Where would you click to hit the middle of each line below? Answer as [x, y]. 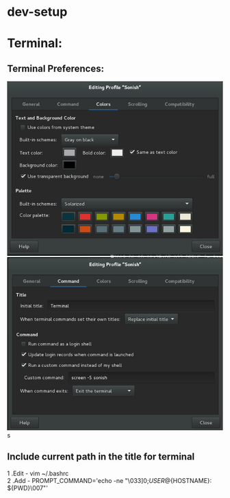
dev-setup [37, 12]
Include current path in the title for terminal [101, 457]
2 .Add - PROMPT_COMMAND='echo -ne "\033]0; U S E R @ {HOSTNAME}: [110, 480]
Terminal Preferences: [56, 68]
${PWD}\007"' [27, 488]
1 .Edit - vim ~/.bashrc [38, 473]
